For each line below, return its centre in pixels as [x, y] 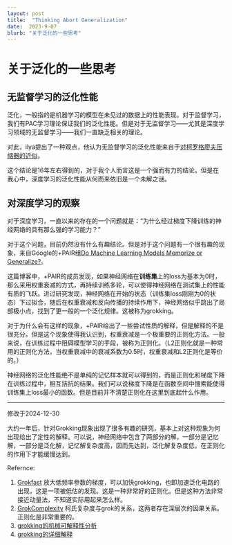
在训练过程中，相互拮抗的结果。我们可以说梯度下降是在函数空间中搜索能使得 [116, 384]
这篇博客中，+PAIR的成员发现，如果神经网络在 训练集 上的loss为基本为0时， [114, 276]
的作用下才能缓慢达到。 [40, 454]
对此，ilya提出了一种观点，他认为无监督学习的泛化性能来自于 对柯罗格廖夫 [112, 147]
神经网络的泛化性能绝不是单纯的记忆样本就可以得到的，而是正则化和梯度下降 [116, 375]
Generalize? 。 [27, 262]
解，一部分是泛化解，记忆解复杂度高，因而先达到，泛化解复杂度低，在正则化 [116, 446]
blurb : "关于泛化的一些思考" [44, 33]
